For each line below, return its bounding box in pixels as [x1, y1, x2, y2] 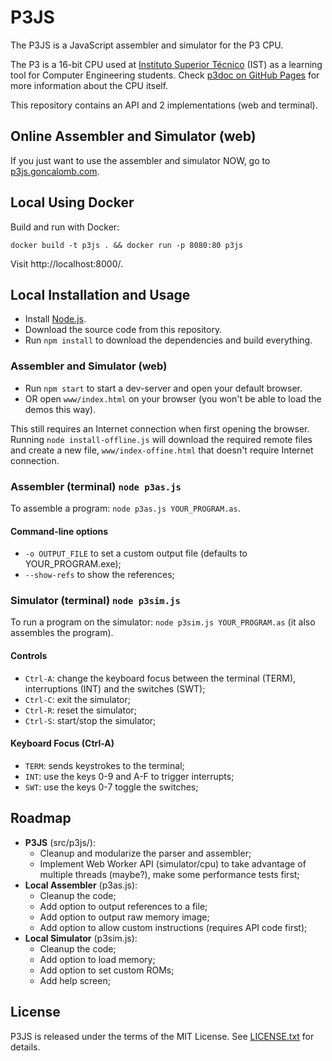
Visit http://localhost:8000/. [10, 257, 124, 270]
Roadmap [10, 810, 72, 827]
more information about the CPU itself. [10, 79, 169, 91]
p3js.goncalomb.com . [10, 165, 100, 177]
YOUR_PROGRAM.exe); [24, 558, 122, 570]
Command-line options [10, 525, 109, 537]
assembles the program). [10, 627, 114, 639]
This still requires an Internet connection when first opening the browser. [10, 422, 310, 435]
